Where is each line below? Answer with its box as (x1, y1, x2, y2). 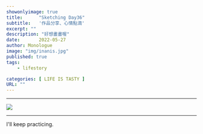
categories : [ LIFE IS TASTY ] (6, 76, 85, 82)
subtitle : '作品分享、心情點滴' (6, 20, 85, 26)
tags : (6, 59, 20, 65)
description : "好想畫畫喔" (6, 31, 69, 37)
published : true (6, 54, 47, 60)
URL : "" (6, 81, 26, 88)
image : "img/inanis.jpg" (6, 48, 69, 54)
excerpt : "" (6, 25, 36, 32)
